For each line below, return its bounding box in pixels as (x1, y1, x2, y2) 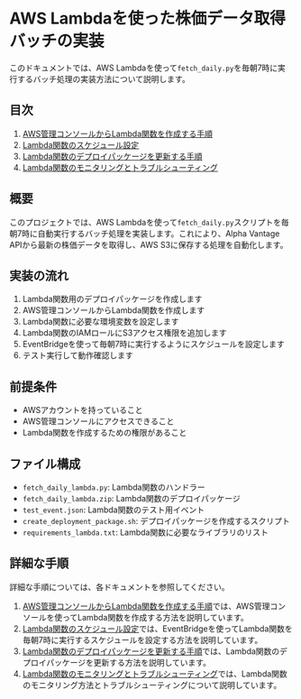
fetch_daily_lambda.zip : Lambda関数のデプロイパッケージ (22, 493, 241, 503)
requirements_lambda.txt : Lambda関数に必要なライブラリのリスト (22, 527, 269, 538)
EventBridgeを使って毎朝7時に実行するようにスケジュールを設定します (22, 339, 286, 350)
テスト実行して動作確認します (22, 350, 133, 361)
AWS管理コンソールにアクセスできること (22, 416, 175, 427)
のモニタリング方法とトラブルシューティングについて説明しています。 (22, 679, 282, 690)
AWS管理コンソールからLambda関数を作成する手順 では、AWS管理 (22, 601, 270, 612)
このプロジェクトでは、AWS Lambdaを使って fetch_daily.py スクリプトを (9, 216, 282, 227)
